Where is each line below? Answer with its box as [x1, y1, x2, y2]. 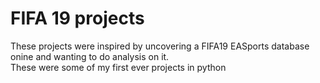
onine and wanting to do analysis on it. [10, 50, 170, 62]
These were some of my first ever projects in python [10, 61, 227, 73]
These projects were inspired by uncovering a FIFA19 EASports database [10, 40, 310, 52]
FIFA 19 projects [10, 7, 145, 30]
